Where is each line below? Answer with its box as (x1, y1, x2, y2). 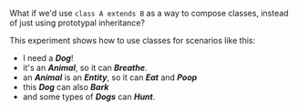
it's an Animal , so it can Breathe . (22, 63, 148, 73)
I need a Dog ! (22, 53, 74, 63)
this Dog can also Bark (22, 82, 109, 92)
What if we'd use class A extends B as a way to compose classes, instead (9, 8, 289, 18)
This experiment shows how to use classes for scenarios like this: (9, 35, 256, 45)
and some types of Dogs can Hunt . (22, 91, 156, 102)
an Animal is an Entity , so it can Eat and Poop (22, 72, 198, 83)
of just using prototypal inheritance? (9, 17, 146, 28)
